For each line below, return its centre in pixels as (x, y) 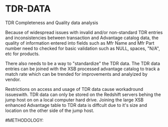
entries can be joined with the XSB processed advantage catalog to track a (82, 69)
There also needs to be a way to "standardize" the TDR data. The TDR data (83, 63)
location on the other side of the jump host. (50, 110)
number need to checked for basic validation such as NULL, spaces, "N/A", (83, 48)
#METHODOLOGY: (24, 120)
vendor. (13, 79)
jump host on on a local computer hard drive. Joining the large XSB (74, 100)
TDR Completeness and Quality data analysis (52, 23)
